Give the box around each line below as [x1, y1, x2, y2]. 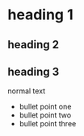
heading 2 [7, 38, 60, 52]
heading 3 [7, 64, 60, 78]
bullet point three [19, 119, 77, 129]
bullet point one [19, 102, 72, 112]
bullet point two [19, 110, 72, 120]
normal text [7, 86, 46, 96]
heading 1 [7, 6, 73, 24]
